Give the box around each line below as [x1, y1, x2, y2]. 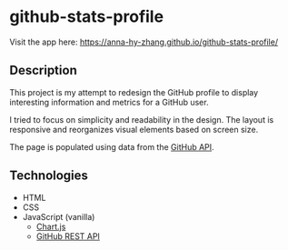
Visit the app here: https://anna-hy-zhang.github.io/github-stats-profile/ [9, 36, 279, 47]
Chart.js [35, 221, 66, 232]
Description [9, 63, 77, 78]
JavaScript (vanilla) [22, 211, 95, 222]
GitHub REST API [35, 230, 100, 242]
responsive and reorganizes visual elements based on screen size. [9, 124, 259, 135]
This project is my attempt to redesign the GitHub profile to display [9, 86, 259, 97]
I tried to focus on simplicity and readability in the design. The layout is [9, 114, 274, 125]
